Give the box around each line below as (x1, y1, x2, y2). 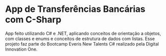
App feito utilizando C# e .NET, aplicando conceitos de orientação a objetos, (5, 30, 161, 36)
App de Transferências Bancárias (5, 3, 146, 15)
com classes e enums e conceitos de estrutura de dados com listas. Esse (5, 36, 155, 42)
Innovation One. (5, 46, 38, 52)
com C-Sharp (5, 14, 61, 25)
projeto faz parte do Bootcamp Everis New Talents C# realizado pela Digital (5, 41, 159, 47)
